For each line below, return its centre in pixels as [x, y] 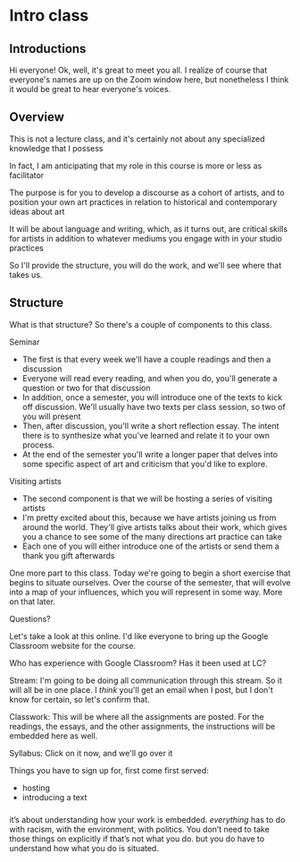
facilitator [27, 175]
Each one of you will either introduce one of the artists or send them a [150, 546]
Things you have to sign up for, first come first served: [109, 770]
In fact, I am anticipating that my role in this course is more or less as [136, 166]
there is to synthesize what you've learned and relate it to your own [146, 435]
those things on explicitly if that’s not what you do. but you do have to [137, 839]
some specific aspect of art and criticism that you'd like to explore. [145, 464]
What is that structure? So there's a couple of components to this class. [141, 324]
